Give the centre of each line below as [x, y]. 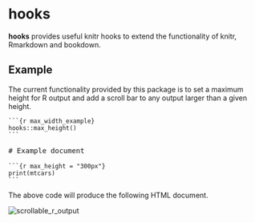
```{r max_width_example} [51, 121]
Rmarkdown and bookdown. [55, 44]
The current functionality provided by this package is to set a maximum [126, 89]
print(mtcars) [32, 173]
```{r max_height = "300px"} [57, 166]
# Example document [47, 150]
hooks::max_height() [43, 128]
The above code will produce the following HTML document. [108, 195]
